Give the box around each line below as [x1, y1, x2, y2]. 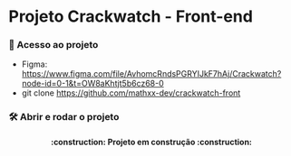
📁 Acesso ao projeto [8, 39, 99, 51]
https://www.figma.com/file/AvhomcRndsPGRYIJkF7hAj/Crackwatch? [21, 69, 282, 79]
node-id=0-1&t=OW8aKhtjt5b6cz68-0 [21, 78, 164, 89]
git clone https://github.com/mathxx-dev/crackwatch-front [21, 87, 241, 98]
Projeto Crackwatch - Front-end [8, 6, 253, 27]
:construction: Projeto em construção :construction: [50, 137, 253, 147]
